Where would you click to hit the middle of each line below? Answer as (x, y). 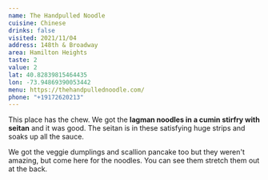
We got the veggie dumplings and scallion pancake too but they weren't (127, 152)
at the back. (28, 169)
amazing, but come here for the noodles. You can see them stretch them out (134, 161)
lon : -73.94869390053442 (50, 82)
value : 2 (23, 68)
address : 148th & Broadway (53, 45)
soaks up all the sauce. (46, 137)
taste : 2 (23, 61)
